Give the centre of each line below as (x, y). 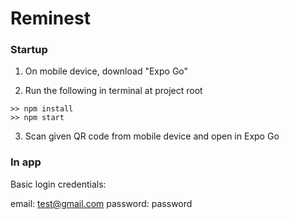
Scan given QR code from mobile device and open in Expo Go (152, 136)
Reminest (50, 18)
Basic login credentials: (58, 184)
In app (26, 162)
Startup (29, 50)
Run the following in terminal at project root (113, 91)
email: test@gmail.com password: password (101, 203)
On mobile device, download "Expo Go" (106, 71)
